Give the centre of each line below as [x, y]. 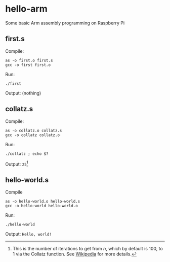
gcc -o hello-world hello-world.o [42, 206]
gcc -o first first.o [28, 65]
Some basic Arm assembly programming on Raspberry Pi [65, 23]
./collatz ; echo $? [27, 154]
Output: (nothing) [23, 93]
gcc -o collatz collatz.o [32, 135]
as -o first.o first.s [29, 60]
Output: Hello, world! [29, 234]
